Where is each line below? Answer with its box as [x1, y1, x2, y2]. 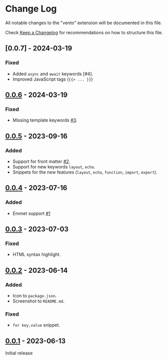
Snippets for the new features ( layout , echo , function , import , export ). [12, 169, 157, 175]
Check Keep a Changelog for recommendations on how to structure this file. [5, 29, 163, 35]
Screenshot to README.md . [12, 298, 65, 304]
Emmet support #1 [12, 210, 51, 216]
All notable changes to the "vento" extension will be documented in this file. [5, 20, 162, 26]
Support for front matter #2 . [12, 158, 70, 164]
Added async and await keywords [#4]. [12, 71, 94, 77]
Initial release [5, 350, 33, 356]
